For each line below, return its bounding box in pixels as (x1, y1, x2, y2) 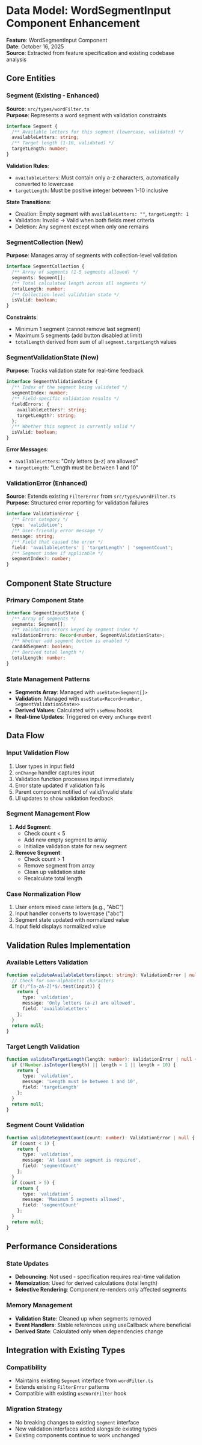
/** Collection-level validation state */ (11, 291, 120, 298)
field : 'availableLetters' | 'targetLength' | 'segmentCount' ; (11, 544, 173, 550)
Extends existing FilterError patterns (14, 1383, 109, 1391)
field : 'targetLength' (22, 1084, 79, 1090)
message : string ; (11, 533, 55, 539)
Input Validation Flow (6, 748, 69, 757)
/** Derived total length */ (11, 649, 85, 655)
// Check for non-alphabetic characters (11, 977, 114, 983)
